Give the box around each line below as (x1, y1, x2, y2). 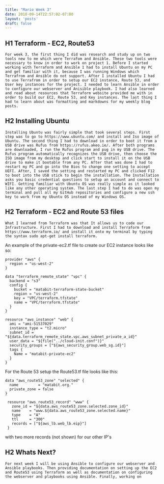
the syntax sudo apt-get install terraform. (5, 234, 98, 239)
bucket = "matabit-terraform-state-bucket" (14, 287, 105, 292)
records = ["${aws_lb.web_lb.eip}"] (11, 421, 87, 426)
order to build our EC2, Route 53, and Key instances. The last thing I (5, 95, 157, 100)
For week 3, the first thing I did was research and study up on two (5, 52, 151, 57)
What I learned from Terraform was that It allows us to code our (5, 220, 144, 226)
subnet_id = (9, 330, 34, 335)
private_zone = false (9, 386, 54, 392)
